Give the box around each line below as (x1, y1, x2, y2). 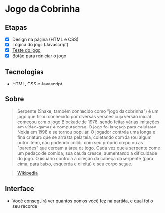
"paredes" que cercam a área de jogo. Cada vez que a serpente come (17, 145, 161, 151)
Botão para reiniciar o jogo (12, 53, 67, 59)
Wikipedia (17, 170, 38, 176)
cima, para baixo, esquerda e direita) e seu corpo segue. (17, 161, 133, 167)
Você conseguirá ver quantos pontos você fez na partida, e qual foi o (12, 198, 153, 204)
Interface (5, 184, 34, 193)
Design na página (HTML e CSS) (12, 36, 79, 42)
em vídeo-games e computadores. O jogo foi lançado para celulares (17, 124, 157, 129)
